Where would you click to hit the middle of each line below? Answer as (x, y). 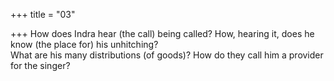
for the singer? (40, 65)
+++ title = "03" (43, 14)
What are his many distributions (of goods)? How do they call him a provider (167, 55)
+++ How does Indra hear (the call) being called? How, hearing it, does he (162, 33)
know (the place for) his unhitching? (84, 44)
